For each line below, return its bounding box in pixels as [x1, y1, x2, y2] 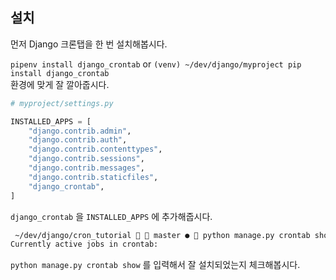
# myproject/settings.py [10, 98, 114, 108]
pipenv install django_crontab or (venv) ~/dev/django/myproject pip [10, 58, 302, 70]
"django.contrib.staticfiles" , [28, 172, 159, 182]
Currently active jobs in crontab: [10, 239, 159, 250]
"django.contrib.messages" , [28, 163, 145, 173]
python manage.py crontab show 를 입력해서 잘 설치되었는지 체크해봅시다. [10, 259, 301, 271]
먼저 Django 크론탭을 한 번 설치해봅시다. [10, 38, 168, 50]
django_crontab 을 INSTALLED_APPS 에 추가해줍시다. [10, 210, 213, 222]
